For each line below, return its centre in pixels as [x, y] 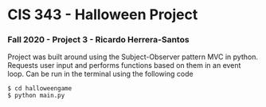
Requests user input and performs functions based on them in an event [124, 65]
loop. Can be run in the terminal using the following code [100, 74]
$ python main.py [36, 96]
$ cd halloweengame [40, 89]
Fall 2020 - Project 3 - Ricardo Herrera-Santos [98, 40]
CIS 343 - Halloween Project [103, 15]
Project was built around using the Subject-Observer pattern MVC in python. [133, 57]
